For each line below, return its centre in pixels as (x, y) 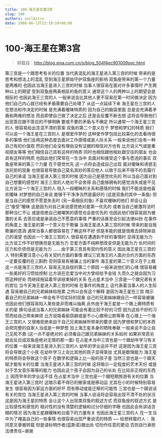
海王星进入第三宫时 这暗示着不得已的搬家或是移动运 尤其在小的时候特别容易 (80, 382)
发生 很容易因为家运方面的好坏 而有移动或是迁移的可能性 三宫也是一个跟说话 (81, 389)
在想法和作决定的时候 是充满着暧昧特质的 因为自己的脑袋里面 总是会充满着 (79, 110)
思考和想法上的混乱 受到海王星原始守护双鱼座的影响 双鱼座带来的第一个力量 (80, 79)
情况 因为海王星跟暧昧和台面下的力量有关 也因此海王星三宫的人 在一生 (83, 413)
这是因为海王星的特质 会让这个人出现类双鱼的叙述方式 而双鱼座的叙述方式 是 (81, 401)
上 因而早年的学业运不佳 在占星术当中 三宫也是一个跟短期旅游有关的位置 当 (79, 376)
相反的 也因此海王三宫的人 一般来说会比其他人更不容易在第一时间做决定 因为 (81, 97)
